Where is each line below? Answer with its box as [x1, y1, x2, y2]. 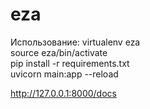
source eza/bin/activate [10, 46, 108, 58]
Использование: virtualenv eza [10, 36, 141, 48]
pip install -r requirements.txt [10, 57, 130, 69]
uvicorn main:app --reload [10, 68, 119, 80]
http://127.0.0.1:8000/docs [10, 87, 117, 99]
